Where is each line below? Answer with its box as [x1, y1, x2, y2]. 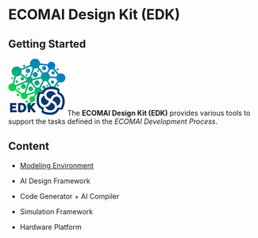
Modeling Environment [19, 160, 94, 170]
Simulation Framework [19, 206, 94, 216]
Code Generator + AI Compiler [19, 191, 120, 201]
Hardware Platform [19, 222, 82, 232]
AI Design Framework [19, 176, 90, 186]
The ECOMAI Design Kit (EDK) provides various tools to [67, 109, 251, 117]
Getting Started [8, 37, 87, 51]
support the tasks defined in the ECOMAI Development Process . [8, 117, 218, 126]
